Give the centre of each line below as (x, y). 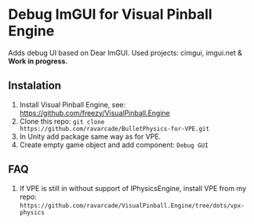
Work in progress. (38, 61)
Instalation (34, 86)
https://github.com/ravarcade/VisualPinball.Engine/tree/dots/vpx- (132, 205)
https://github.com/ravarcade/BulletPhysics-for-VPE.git (114, 128)
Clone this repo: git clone (62, 121)
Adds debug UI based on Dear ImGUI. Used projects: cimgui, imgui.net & (125, 52)
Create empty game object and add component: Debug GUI (114, 145)
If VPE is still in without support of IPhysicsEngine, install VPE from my (133, 188)
